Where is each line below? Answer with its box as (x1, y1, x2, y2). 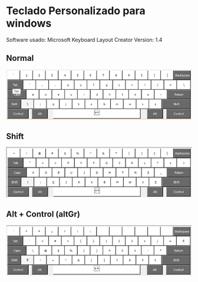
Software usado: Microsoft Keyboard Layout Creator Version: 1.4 (6, 36, 163, 43)
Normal (6, 53, 34, 63)
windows (6, 17, 52, 30)
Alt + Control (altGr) (6, 209, 81, 219)
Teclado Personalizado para (6, 4, 146, 18)
